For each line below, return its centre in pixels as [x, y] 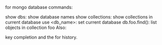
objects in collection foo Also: [36, 27]
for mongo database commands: [39, 7]
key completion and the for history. [42, 37]
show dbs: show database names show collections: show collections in [79, 17]
